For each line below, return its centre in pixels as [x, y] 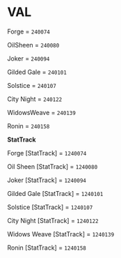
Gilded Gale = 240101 [37, 72]
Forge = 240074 [29, 31]
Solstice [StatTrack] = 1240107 [50, 207]
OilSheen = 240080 [33, 45]
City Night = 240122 [35, 99]
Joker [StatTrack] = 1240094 [47, 180]
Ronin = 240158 [29, 126]
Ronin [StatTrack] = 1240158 [47, 248]
